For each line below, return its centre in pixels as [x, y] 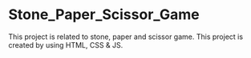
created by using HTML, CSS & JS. [66, 44]
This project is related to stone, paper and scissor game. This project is [125, 37]
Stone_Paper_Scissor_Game [104, 15]
